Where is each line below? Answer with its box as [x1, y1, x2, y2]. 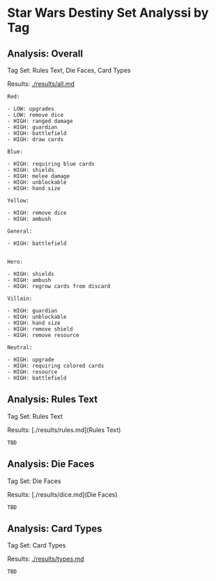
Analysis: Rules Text [7, 394, 98, 406]
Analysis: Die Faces [7, 458, 95, 470]
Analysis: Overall [7, 48, 84, 59]
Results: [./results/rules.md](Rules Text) [7, 425, 121, 434]
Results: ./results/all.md [7, 80, 75, 88]
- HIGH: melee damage [7, 173, 70, 180]
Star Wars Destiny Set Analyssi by [7, 5, 209, 21]
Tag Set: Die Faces [7, 477, 61, 485]
